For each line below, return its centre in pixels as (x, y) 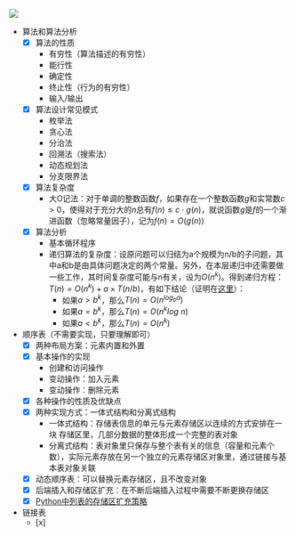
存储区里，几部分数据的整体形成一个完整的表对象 (148, 434)
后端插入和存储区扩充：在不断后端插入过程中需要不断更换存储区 (152, 490)
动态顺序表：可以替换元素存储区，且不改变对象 (121, 479)
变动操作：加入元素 (84, 378)
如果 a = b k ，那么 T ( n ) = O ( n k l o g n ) (125, 310)
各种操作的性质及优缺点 (78, 401)
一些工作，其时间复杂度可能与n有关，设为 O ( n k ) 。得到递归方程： (166, 276)
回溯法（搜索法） (80, 154)
